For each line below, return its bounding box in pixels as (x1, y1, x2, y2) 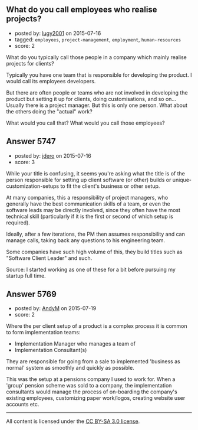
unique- (172, 176, 192, 183)
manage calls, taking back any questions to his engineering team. (6, 236, 166, 244)
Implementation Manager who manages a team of (14, 340, 136, 347)
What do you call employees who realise (6, 5, 157, 15)
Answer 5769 (6, 289, 57, 299)
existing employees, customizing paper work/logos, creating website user (6, 395, 186, 402)
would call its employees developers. (6, 77, 96, 84)
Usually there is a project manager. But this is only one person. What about (6, 102, 187, 109)
